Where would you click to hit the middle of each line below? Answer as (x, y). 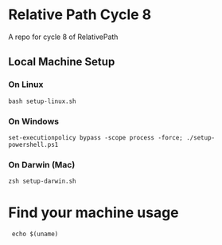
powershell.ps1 (33, 144)
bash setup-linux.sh (43, 101)
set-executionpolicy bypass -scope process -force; (95, 137)
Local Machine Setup (62, 62)
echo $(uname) (35, 234)
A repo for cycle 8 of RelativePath (63, 37)
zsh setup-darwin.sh (43, 181)
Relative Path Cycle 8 (80, 15)
